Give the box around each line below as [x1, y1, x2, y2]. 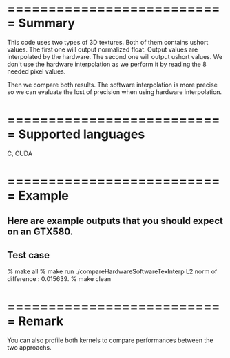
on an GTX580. [7, 226, 74, 238]
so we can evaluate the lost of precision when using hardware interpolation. [7, 87, 222, 96]
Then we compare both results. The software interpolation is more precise [7, 80, 218, 89]
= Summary [7, 15, 76, 31]
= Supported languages [7, 126, 145, 142]
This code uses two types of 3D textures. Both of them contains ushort [7, 38, 209, 46]
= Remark [7, 313, 64, 329]
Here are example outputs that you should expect [7, 215, 224, 227]
